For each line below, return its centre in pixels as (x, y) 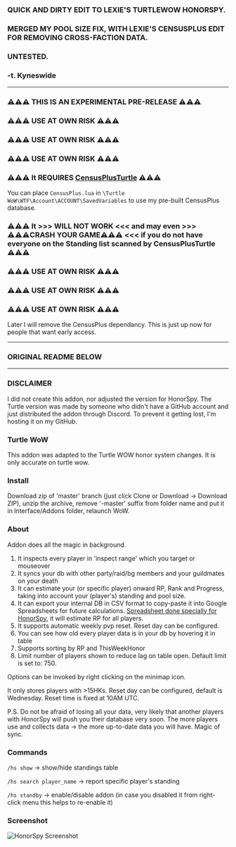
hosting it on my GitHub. (42, 421)
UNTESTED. (28, 56)
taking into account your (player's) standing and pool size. (101, 595)
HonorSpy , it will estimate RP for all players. (80, 618)
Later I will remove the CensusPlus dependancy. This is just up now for (110, 325)
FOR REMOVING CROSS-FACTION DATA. (78, 37)
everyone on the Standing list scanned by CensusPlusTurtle (111, 243)
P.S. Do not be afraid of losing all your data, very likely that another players (116, 711)
